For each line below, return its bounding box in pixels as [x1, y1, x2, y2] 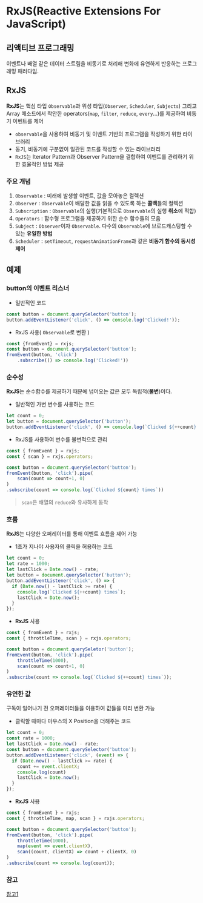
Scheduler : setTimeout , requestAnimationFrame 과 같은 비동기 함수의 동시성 [15, 237, 196, 245]
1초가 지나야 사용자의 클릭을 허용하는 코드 [15, 543, 113, 551]
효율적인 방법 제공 [21, 160, 64, 168]
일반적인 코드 [15, 299, 47, 306]
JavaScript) [6, 17, 67, 31]
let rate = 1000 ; [6, 561, 50, 567]
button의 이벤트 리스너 [6, 284, 70, 293]
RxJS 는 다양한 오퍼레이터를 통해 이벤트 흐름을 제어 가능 [6, 530, 138, 537]
